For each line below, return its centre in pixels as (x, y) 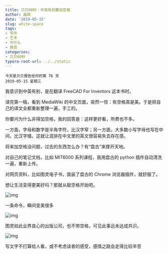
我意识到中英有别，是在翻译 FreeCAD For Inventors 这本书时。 (69, 92)
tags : (11, 29)
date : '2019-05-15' (26, 19)
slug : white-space (24, 24)
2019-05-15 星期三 (23, 81)
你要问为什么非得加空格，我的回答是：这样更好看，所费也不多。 (71, 119)
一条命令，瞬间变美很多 (29, 205)
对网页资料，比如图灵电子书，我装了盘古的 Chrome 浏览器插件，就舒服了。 (83, 175)
